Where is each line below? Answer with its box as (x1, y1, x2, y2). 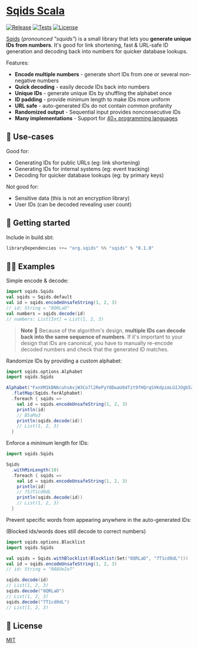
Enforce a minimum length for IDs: (6, 440, 89, 447)
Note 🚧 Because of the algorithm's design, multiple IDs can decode (20, 327, 186, 334)
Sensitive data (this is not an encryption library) (14, 194, 130, 202)
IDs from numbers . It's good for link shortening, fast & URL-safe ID (6, 41, 169, 49)
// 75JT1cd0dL (16, 489, 51, 495)
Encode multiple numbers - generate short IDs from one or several (14, 70, 179, 78)
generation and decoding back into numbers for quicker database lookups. (6, 47, 188, 54)
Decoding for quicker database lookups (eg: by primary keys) (14, 172, 164, 179)
